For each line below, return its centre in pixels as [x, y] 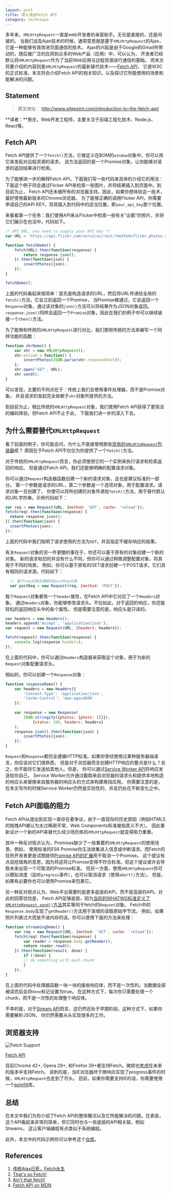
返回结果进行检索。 [34, 168]
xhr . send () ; [27, 374]
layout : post [19, 10]
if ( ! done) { [37, 956]
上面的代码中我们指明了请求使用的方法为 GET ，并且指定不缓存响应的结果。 [82, 541]
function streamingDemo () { [35, 927]
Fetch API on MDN [32, 1185]
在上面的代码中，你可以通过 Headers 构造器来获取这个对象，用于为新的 [78, 657]
